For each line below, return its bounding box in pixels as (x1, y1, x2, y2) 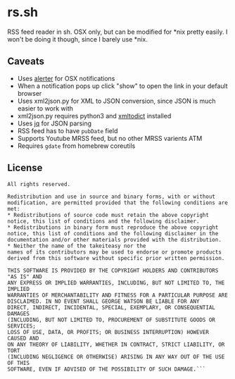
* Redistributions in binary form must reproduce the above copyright (7, 223, 219, 231)
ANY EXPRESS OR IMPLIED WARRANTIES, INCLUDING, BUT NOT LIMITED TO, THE (7, 279, 225, 286)
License (7, 162, 43, 174)
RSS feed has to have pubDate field (17, 126, 118, 135)
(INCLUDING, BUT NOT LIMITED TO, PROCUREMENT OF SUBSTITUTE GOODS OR (7, 316, 216, 323)
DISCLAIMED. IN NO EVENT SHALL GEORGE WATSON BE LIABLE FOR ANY (7, 297, 200, 305)
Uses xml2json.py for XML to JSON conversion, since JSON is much (17, 97, 216, 105)
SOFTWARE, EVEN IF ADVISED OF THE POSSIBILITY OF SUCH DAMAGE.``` (7, 366, 206, 373)
